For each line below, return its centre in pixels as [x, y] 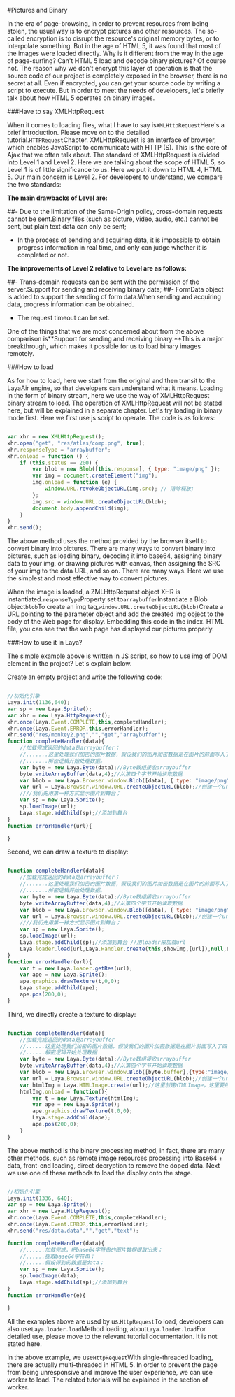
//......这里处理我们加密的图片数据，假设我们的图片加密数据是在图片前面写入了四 [123, 1046]
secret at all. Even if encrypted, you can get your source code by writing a [114, 83]
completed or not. [43, 255]
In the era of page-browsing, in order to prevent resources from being [108, 23]
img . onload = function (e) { [75, 482]
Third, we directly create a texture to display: [72, 1014]
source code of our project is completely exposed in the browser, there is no [117, 76]
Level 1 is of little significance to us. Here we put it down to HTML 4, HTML [115, 170]
